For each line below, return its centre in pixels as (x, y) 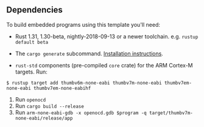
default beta (32, 42)
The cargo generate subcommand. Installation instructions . (89, 53)
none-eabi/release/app (44, 118)
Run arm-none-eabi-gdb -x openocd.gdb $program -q (81, 112)
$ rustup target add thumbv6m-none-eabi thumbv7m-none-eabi (84, 83)
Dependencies (34, 10)
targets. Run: (31, 72)
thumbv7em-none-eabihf (62, 88)
